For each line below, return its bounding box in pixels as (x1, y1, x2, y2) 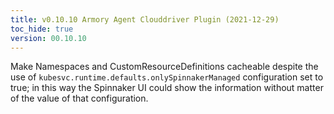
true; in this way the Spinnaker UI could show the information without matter (10, 82, 324, 94)
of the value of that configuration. (10, 92, 149, 105)
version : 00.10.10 (10, 33, 87, 43)
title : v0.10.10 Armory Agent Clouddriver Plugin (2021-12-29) (10, 14, 280, 25)
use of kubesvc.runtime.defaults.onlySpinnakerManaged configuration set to (10, 71, 324, 83)
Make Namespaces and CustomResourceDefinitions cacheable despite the (10, 61, 319, 73)
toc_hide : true (10, 24, 74, 34)
